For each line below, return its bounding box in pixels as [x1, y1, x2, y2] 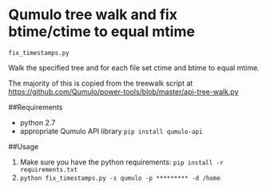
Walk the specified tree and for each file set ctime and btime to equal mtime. [8, 62, 260, 73]
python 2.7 [19, 117, 56, 127]
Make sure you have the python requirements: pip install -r [19, 157, 224, 167]
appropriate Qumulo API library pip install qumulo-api [19, 126, 203, 136]
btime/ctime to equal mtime [8, 22, 196, 41]
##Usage [8, 141, 39, 151]
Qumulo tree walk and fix [8, 6, 178, 24]
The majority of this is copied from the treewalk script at [8, 78, 193, 88]
